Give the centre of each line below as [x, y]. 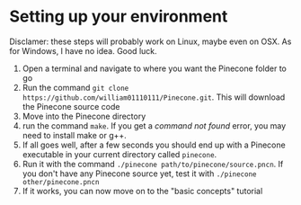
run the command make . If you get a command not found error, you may [154, 125]
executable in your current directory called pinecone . [120, 154]
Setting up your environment [119, 17]
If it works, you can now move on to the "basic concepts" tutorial [142, 191]
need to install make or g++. [75, 135]
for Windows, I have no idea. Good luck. [83, 50]
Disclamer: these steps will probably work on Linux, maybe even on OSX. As [150, 41]
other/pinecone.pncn [61, 182]
